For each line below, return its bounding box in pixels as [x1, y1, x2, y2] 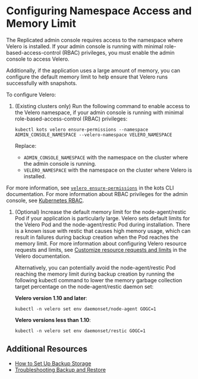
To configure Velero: [6, 91, 56, 98]
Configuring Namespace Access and [6, 4, 192, 18]
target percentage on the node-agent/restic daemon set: [14, 283, 154, 290]
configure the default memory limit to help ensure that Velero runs [6, 73, 168, 80]
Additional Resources [6, 344, 87, 354]
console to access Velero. [6, 55, 70, 62]
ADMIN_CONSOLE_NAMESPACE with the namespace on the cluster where [23, 153, 188, 161]
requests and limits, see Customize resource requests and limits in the [14, 246, 187, 253]
